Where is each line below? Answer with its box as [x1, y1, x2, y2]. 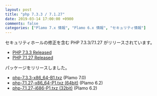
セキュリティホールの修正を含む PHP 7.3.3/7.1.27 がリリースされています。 [5, 40, 155, 46]
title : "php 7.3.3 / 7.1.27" [5, 12, 65, 17]
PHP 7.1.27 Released [12, 55, 53, 61]
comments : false [5, 21, 38, 26]
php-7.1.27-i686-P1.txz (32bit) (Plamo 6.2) [12, 85, 97, 91]
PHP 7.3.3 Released [12, 50, 52, 56]
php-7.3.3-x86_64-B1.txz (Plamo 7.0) [12, 75, 86, 81]
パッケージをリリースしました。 [5, 65, 70, 71]
